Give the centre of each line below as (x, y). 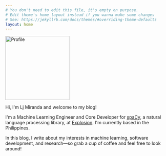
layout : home (19, 24)
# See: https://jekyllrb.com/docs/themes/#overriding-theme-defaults (81, 19)
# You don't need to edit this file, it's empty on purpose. (72, 10)
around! (14, 149)
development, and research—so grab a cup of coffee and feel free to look (83, 143)
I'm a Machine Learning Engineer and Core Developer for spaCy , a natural (83, 117)
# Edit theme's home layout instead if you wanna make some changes (80, 15)
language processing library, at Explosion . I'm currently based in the (77, 123)
